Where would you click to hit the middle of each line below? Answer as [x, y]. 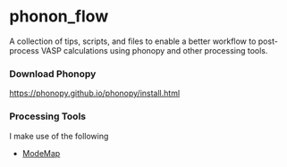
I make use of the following [59, 136]
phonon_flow [59, 17]
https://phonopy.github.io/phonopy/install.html [95, 93]
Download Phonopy [53, 73]
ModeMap [41, 153]
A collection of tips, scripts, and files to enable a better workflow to [133, 41]
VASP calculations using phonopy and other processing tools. [154, 50]
